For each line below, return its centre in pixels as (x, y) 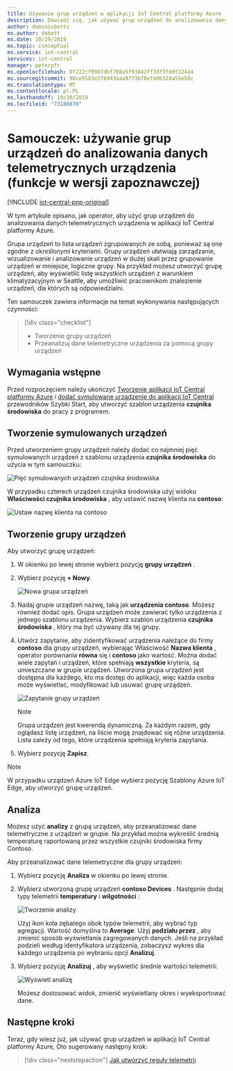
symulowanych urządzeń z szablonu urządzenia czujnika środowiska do (112, 457)
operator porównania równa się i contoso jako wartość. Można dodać (117, 655)
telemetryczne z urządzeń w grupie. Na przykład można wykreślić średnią (113, 834)
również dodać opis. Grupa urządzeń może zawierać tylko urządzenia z (120, 612)
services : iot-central (40, 59)
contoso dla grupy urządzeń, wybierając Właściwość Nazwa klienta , (116, 648)
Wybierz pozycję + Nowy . (54, 578)
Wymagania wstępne (54, 373)
